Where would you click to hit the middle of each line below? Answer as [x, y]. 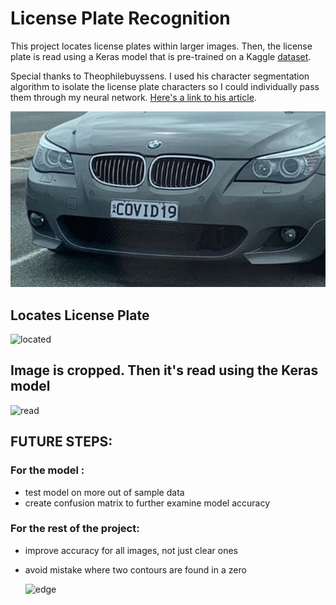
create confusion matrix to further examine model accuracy [147, 503]
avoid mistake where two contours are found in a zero [135, 569]
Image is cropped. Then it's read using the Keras [164, 370]
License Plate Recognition [120, 18]
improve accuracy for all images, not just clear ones [131, 550]
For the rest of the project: [75, 529]
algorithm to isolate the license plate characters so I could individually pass [165, 86]
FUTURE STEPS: [61, 442]
